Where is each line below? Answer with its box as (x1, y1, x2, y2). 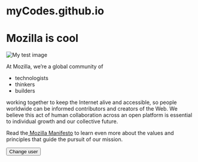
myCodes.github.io (6, 4, 105, 18)
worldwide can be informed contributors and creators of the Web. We (6, 105, 178, 112)
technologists (14, 75, 49, 82)
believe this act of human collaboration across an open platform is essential (6, 112, 193, 119)
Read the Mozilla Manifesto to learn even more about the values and (6, 130, 175, 137)
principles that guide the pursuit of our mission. (6, 136, 123, 143)
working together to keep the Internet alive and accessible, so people (6, 99, 178, 106)
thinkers (14, 81, 35, 88)
